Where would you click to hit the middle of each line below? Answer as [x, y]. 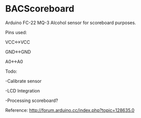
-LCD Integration [23, 90]
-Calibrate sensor [23, 81]
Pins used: [16, 32]
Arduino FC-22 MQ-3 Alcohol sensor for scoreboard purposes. [71, 23]
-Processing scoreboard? [32, 100]
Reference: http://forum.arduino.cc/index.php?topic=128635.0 [70, 110]
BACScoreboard [40, 9]
